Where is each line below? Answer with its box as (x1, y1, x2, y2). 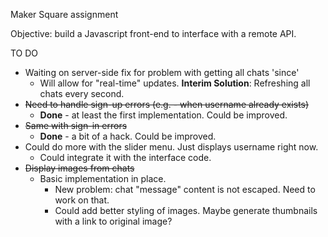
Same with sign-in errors (24, 120, 128, 131)
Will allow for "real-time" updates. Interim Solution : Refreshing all (39, 77, 311, 89)
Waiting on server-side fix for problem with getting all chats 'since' (24, 67, 300, 78)
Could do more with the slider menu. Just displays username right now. (24, 141, 319, 153)
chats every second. (39, 88, 125, 99)
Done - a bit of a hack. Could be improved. (39, 130, 217, 142)
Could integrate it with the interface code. (39, 152, 212, 163)
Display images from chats (24, 162, 135, 174)
